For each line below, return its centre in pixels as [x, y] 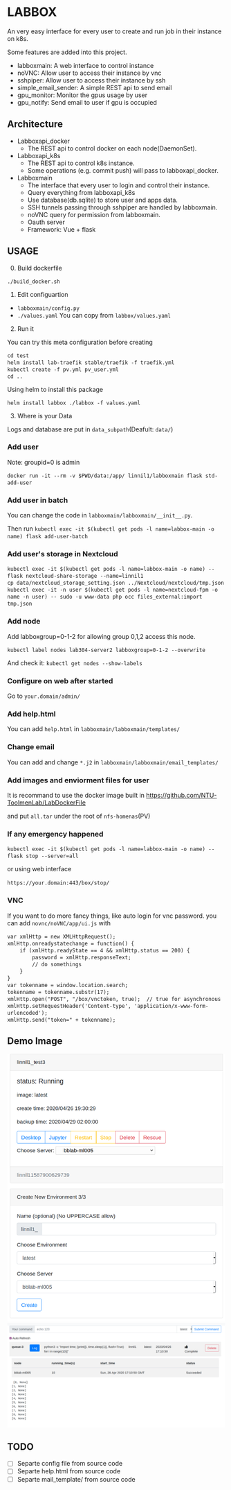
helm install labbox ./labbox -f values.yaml [74, 403]
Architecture [35, 125]
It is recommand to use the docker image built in [76, 795]
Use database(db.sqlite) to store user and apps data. [103, 200]
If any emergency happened [55, 834]
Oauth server [46, 222]
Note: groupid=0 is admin [44, 462]
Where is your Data [45, 416]
